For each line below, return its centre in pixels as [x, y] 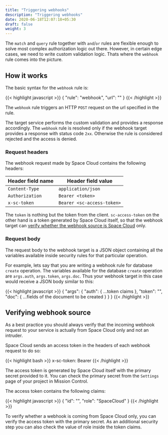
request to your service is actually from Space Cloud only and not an [77, 330]
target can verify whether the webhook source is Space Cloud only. [76, 226]
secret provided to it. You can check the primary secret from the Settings [82, 376]
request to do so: [23, 351]
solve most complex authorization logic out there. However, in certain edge [84, 49]
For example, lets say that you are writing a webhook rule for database [79, 265]
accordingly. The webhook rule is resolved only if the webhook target [76, 128]
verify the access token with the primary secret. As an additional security [82, 422]
